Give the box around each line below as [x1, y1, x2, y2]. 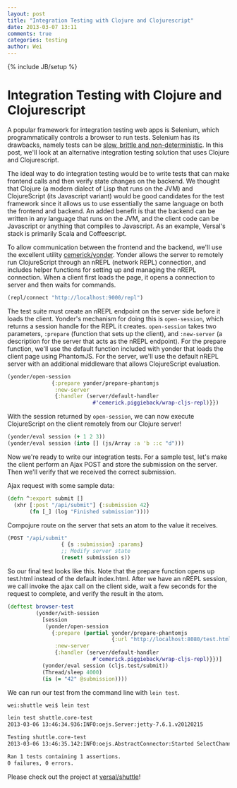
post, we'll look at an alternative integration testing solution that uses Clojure [7, 148, 230, 156]
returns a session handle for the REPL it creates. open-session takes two [7, 322, 217, 330]
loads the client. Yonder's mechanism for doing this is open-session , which [7, 314, 224, 323]
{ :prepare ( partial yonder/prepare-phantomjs [51, 629, 188, 636]
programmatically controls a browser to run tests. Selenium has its [7, 133, 200, 141]
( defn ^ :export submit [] [7, 495, 83, 502]
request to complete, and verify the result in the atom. [7, 590, 164, 598]
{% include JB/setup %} [7, 63, 78, 71]
